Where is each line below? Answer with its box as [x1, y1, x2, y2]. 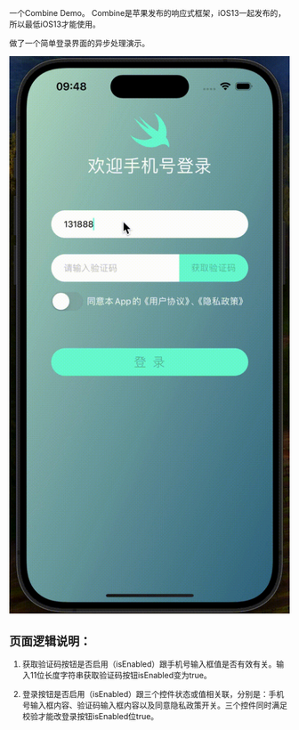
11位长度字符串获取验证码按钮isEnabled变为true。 [29, 669, 212, 680]
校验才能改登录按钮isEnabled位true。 [21, 710, 159, 721]
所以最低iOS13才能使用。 [9, 19, 101, 29]
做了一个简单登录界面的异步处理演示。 [9, 38, 149, 48]
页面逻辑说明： [9, 633, 92, 648]
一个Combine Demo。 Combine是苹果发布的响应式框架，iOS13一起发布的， [9, 8, 287, 18]
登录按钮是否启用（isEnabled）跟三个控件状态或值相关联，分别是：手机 [21, 688, 285, 699]
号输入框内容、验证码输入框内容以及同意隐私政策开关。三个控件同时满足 [21, 700, 287, 710]
